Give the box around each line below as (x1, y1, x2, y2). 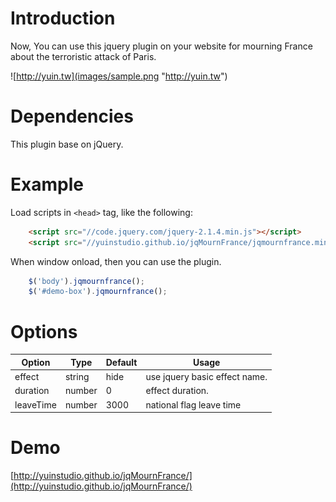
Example (10, 173, 84, 196)
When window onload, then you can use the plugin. (10, 255, 222, 267)
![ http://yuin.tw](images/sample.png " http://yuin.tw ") (10, 70, 228, 82)
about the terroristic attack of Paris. (10, 50, 157, 62)
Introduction (10, 7, 116, 30)
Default (105, 356, 138, 368)
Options (10, 320, 78, 343)
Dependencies (10, 105, 134, 128)
